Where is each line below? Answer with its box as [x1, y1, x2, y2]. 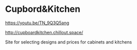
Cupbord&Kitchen [5, 3, 80, 15]
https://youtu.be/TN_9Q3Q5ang [5, 20, 69, 26]
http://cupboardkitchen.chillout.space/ [5, 29, 83, 35]
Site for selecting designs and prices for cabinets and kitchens [5, 39, 132, 45]
